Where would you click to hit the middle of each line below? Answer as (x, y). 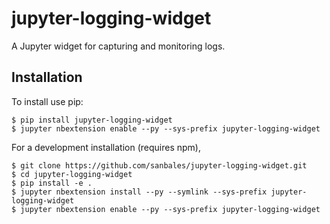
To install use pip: (47, 101)
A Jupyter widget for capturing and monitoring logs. (118, 46)
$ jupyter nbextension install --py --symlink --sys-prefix (139, 192)
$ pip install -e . (52, 183)
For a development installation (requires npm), (106, 147)
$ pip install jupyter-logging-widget (92, 120)
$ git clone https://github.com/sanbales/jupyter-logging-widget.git (159, 165)
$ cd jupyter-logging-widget (72, 174)
